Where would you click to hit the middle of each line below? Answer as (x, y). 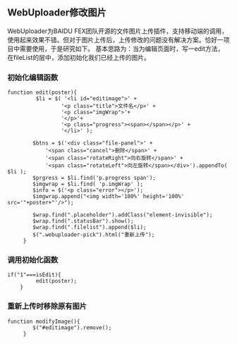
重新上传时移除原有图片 (47, 307)
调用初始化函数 (33, 260)
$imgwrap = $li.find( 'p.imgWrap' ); (88, 184)
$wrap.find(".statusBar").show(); (83, 221)
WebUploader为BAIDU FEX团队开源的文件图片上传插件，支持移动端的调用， (117, 31)
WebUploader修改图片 (57, 13)
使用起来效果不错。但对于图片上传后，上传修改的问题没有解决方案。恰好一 (115, 39)
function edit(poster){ (42, 93)
